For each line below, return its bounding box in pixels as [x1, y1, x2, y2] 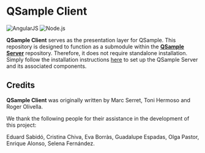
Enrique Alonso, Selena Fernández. [6, 140, 95, 147]
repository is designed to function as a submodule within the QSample [6, 43, 185, 50]
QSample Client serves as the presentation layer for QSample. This [6, 36, 176, 43]
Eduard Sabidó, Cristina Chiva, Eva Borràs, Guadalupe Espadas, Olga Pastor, [6, 133, 199, 140]
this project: [6, 121, 37, 129]
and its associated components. [6, 62, 87, 70]
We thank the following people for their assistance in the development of [6, 114, 190, 122]
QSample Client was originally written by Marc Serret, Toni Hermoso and [6, 96, 191, 103]
